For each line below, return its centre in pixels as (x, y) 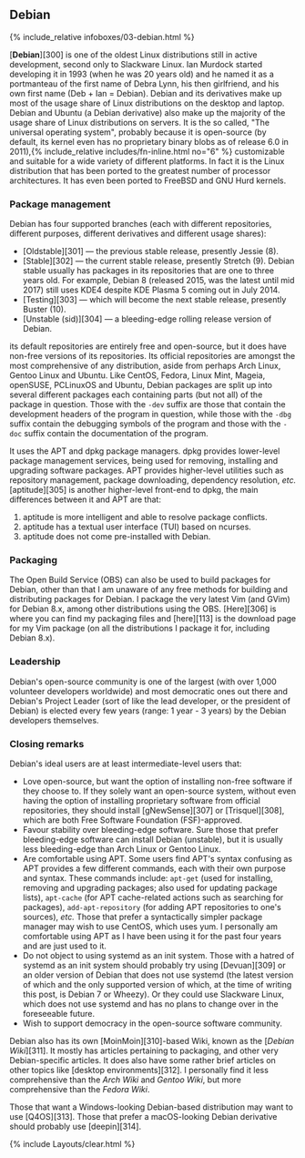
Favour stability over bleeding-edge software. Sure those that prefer (151, 830)
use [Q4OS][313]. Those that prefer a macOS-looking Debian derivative (143, 1117)
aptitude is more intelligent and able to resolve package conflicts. (145, 518)
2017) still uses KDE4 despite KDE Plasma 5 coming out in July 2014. (151, 290)
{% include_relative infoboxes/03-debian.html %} (102, 36)
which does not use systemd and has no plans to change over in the (151, 1004)
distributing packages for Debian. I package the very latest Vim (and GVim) (150, 599)
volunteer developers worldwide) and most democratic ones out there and (149, 691)
